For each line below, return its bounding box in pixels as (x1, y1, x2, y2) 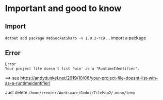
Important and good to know (5, 3, 122, 14)
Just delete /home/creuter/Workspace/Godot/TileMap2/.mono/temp (5, 89, 135, 95)
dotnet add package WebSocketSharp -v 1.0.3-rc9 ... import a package (5, 35, 147, 41)
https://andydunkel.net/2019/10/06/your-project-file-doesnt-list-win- (20, 75, 158, 81)
